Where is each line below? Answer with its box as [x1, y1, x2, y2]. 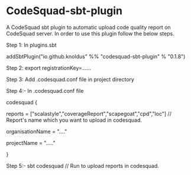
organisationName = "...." [6, 128, 67, 135]
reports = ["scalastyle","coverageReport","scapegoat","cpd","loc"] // [6, 110, 171, 117]
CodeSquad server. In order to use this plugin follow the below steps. [6, 30, 174, 37]
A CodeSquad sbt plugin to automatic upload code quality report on [6, 24, 171, 31]
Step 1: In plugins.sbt [6, 41, 57, 48]
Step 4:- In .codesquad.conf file [6, 87, 84, 94]
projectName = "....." [6, 139, 56, 146]
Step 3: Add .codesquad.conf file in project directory [6, 76, 135, 83]
